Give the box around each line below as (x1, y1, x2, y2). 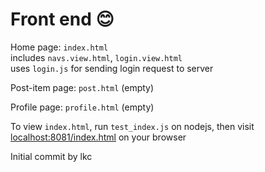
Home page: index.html (10, 41, 109, 53)
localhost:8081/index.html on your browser (10, 131, 187, 143)
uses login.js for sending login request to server (10, 62, 214, 74)
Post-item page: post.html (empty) (10, 81, 155, 93)
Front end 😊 (10, 8, 115, 31)
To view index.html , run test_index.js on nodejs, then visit (10, 120, 255, 132)
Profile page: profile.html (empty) (10, 101, 155, 113)
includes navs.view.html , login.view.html (10, 51, 183, 63)
